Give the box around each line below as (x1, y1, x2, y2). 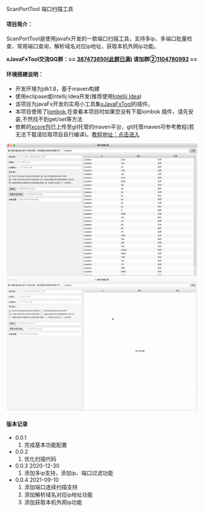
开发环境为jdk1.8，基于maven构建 (15, 85, 100, 92)
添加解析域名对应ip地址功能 (24, 491, 93, 499)
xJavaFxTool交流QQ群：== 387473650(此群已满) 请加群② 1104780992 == (6, 55, 198, 63)
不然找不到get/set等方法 (22, 116, 83, 123)
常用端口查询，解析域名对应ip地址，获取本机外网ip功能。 (16, 43, 159, 50)
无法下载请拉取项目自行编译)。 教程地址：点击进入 (15, 131, 140, 138)
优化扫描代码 (24, 455, 56, 463)
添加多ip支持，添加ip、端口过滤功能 (24, 469, 114, 477)
